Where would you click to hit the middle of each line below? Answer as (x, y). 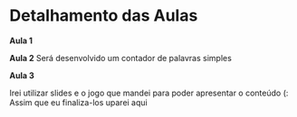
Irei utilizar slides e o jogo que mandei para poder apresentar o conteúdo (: (149, 93)
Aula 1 (21, 40)
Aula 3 (22, 75)
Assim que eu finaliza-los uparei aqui (78, 102)
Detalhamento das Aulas (104, 16)
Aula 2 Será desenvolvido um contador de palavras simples (121, 58)
